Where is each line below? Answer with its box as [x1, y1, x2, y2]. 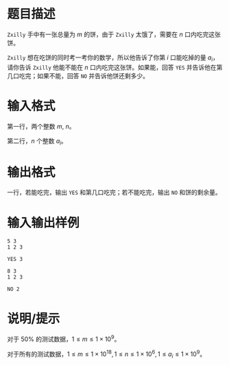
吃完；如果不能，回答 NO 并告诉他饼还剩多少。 [19, 71, 149, 79]
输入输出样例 [7, 215, 80, 230]
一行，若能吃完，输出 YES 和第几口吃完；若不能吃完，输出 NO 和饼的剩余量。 [7, 188, 221, 197]
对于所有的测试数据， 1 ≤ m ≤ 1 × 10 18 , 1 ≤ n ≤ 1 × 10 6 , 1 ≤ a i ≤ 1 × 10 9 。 [7, 349, 206, 360]
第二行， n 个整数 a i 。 [7, 136, 67, 147]
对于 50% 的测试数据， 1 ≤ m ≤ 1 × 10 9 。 [7, 333, 121, 343]
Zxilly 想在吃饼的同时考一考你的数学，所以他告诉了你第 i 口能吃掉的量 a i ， [7, 53, 219, 63]
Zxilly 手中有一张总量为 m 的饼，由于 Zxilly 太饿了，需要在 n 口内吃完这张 [7, 30, 221, 38]
